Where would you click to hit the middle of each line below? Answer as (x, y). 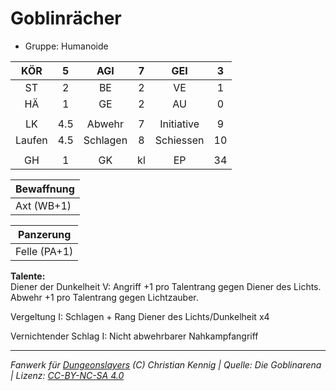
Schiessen (179, 140)
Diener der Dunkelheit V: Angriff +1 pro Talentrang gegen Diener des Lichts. (166, 286)
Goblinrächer (66, 18)
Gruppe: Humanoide (66, 46)
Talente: (28, 276)
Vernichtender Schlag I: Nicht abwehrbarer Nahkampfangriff (134, 336)
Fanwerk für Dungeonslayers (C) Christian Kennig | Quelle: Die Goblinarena (166, 364)
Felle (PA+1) (44, 251)
